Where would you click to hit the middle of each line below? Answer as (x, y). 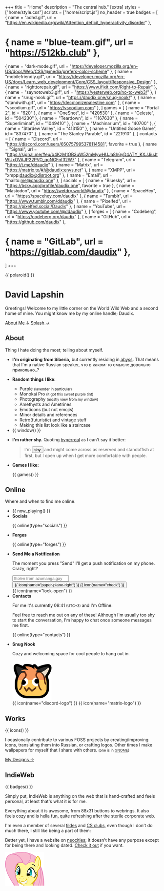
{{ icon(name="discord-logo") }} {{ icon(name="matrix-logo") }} (77, 703)
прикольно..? (26, 370)
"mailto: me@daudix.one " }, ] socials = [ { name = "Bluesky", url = (71, 180)
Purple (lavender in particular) (46, 389)
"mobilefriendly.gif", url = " (32, 76)
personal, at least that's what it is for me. (46, 801)
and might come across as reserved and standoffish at (99, 449)
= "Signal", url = (21, 149)
